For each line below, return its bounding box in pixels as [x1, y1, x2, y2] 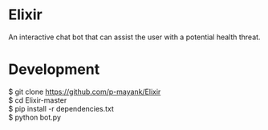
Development [8, 60, 100, 79]
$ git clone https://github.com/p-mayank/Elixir [8, 87, 161, 96]
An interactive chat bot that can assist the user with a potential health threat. [8, 32, 261, 42]
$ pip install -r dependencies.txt [8, 104, 115, 113]
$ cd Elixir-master [8, 95, 67, 105]
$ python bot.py [8, 112, 62, 122]
